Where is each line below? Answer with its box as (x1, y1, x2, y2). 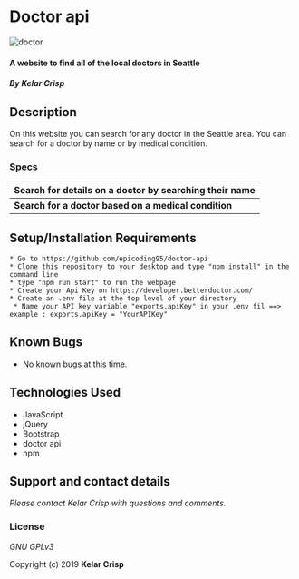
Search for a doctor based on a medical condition (14, 200, 233, 212)
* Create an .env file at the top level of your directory (9, 294, 237, 303)
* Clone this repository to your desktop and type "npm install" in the (9, 262, 290, 271)
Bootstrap (22, 428, 60, 439)
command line (9, 270, 59, 280)
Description (9, 104, 77, 120)
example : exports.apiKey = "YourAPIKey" (9, 310, 169, 319)
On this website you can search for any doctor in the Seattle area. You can (9, 128, 287, 139)
